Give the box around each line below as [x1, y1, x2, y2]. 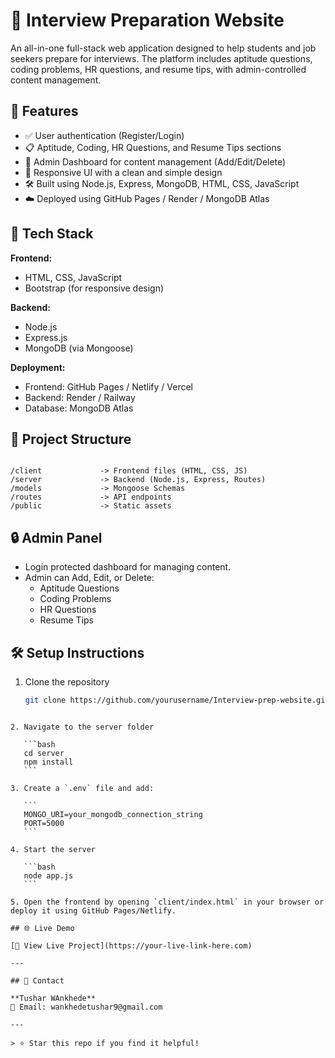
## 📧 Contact [10, 975, 65, 986]
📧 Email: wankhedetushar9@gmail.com [10, 1002, 163, 1012]
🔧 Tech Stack [10, 225, 94, 243]
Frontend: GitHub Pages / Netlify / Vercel [24, 380, 193, 393]
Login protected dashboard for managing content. [24, 561, 232, 573]
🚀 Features [10, 103, 79, 120]
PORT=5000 [23, 818, 65, 828]
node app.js [23, 870, 74, 881]
